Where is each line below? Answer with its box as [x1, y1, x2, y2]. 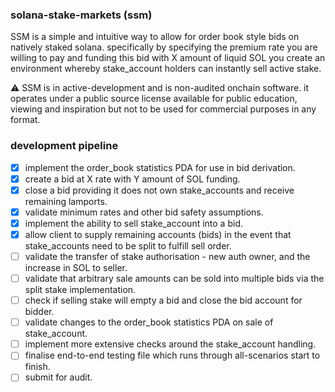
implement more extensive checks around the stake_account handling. [24, 338, 317, 350]
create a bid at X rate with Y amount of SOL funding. [24, 173, 241, 185]
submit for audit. [24, 371, 93, 383]
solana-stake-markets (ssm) [10, 8, 153, 22]
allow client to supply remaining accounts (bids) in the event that [24, 228, 292, 240]
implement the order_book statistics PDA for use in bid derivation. [24, 161, 296, 173]
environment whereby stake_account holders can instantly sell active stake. [10, 63, 322, 75]
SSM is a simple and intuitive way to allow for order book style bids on [10, 31, 300, 43]
